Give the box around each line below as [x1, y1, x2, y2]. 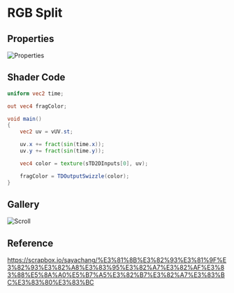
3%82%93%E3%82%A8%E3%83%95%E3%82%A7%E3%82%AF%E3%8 [7, 264, 225, 272]
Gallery [7, 198, 40, 210]
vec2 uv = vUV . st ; [20, 128, 73, 136]
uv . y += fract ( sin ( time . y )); [20, 148, 105, 155]
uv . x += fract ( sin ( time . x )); [20, 141, 105, 148]
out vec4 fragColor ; [7, 103, 68, 110]
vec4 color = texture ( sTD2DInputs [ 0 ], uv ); [20, 159, 149, 167]
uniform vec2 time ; [7, 90, 64, 97]
